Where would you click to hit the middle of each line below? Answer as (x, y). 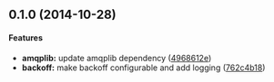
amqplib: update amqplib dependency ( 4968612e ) (117, 58)
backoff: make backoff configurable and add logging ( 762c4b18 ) (143, 68)
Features (25, 37)
